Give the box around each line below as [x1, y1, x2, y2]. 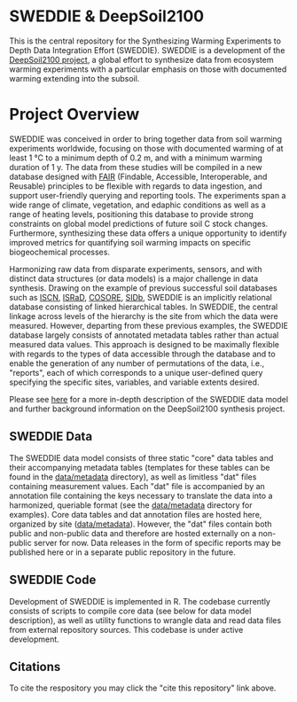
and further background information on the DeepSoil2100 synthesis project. [9, 403, 285, 414]
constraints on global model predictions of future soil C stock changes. [9, 218, 269, 229]
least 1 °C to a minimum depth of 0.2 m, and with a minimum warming [9, 152, 263, 163]
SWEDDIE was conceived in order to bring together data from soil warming [9, 133, 282, 144]
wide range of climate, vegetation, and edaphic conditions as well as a [9, 199, 266, 210]
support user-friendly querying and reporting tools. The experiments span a [9, 190, 286, 200]
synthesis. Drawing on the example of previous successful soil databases [9, 282, 277, 293]
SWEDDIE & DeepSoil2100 [9, 6, 205, 27]
